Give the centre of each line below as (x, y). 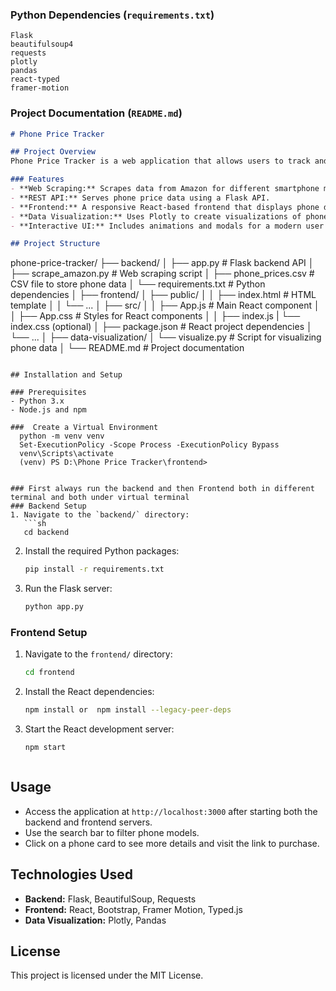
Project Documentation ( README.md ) (96, 113)
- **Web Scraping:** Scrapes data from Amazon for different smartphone (165, 189)
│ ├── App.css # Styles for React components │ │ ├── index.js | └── (155, 316)
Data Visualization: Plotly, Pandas (95, 920)
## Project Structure (55, 244)
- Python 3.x (37, 401)
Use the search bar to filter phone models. (112, 832)
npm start (45, 748)
